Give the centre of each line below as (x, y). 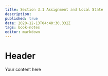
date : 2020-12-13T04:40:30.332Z (38, 23)
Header (20, 56)
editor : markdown (23, 32)
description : (18, 14)
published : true (21, 18)
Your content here (23, 69)
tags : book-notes (23, 28)
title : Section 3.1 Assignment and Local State (54, 9)
